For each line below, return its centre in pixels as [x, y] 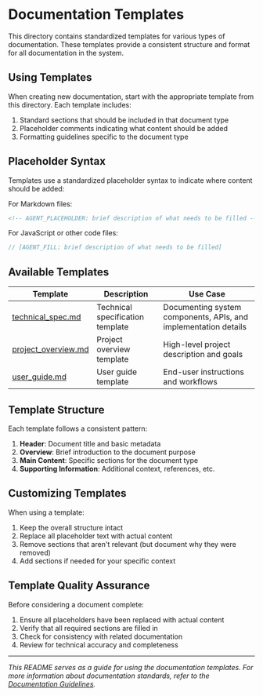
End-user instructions [204, 372]
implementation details [205, 327]
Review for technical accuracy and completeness [99, 644]
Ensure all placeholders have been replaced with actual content [122, 619]
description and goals [203, 355]
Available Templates [59, 272]
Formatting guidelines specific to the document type [104, 137]
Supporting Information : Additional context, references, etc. [117, 468]
